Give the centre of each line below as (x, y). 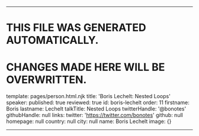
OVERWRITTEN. (46, 80)
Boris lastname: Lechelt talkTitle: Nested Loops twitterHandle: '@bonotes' (96, 109)
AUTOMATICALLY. (52, 41)
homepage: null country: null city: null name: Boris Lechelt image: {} (89, 121)
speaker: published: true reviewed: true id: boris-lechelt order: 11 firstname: (98, 103)
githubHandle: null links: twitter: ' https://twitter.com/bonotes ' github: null (95, 115)
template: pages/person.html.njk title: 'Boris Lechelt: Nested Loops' (88, 96)
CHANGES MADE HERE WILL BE (86, 67)
